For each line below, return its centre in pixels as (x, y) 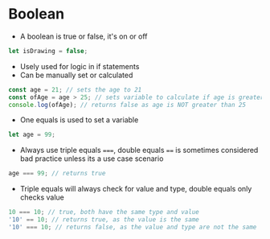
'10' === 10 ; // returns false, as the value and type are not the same (133, 227)
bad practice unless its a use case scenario (92, 159)
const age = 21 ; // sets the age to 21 (75, 89)
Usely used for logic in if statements (80, 66)
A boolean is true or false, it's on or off (84, 36)
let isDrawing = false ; (48, 51)
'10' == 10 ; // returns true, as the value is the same (104, 220)
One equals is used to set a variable (79, 120)
